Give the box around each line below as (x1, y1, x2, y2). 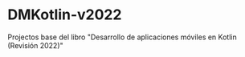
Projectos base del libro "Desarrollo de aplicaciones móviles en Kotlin (7, 32, 238, 42)
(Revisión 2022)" (7, 40, 63, 50)
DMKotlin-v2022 (7, 6, 122, 24)
